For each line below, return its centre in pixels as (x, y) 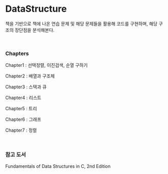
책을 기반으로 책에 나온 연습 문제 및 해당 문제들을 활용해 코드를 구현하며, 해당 (81, 23)
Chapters (17, 53)
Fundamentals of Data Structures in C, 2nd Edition (58, 166)
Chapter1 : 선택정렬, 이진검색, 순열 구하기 (46, 65)
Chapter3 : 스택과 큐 (26, 87)
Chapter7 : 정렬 (21, 130)
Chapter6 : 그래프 (23, 119)
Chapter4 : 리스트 (23, 98)
